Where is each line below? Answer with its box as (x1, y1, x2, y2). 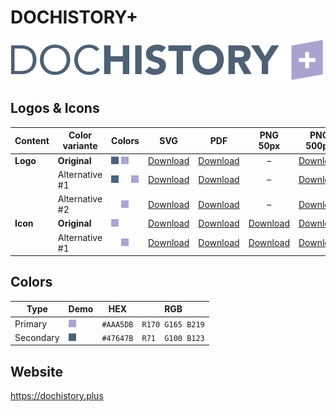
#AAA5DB (101, 319, 134, 330)
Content (14, 134, 50, 146)
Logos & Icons (10, 100, 100, 117)
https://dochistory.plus (10, 390, 104, 402)
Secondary (14, 331, 60, 343)
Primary (14, 317, 48, 330)
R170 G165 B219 (141, 319, 205, 330)
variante (62, 140, 98, 152)
